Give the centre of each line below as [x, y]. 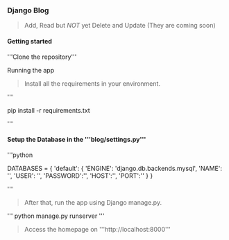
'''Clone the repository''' [42, 57]
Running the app [31, 70]
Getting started [29, 41]
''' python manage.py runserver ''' [56, 216]
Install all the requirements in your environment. [92, 83]
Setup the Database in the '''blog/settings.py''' [77, 140]
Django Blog [28, 10]
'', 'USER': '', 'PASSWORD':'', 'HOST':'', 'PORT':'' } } [80, 176]
